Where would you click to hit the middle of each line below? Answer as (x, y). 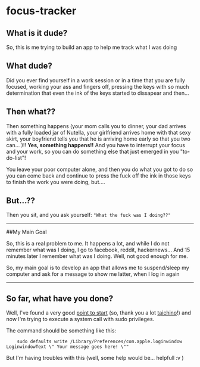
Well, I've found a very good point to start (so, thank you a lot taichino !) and (99, 313)
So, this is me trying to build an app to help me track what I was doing (92, 47)
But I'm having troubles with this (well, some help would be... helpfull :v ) (95, 358)
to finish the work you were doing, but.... (56, 182)
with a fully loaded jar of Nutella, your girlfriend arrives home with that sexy (99, 132)
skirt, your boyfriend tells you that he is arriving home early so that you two (98, 139)
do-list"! (16, 158)
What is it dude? (37, 33)
